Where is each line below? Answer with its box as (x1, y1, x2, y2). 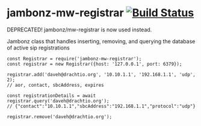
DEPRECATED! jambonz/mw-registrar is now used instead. (7, 26, 152, 33)
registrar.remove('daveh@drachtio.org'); (7, 113, 113, 120)
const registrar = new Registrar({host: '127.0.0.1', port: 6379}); (7, 61, 182, 67)
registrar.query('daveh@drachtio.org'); (7, 98, 110, 104)
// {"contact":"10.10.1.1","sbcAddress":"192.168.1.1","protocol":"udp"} (7, 103, 196, 109)
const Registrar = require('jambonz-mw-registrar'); (7, 55, 142, 61)
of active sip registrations (7, 44, 70, 51)
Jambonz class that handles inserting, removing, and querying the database (7, 37, 196, 45)
